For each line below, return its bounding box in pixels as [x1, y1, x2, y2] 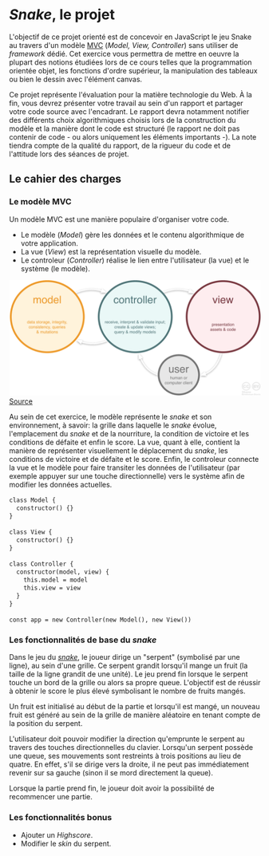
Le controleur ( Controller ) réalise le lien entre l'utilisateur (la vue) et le [20, 255, 250, 265]
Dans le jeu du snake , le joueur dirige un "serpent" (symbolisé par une [9, 653, 240, 662]
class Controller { [9, 560, 74, 568]
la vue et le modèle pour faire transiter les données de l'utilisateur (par [9, 463, 240, 472]
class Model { [9, 496, 57, 504]
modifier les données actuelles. [9, 479, 113, 489]
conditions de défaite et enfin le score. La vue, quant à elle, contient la [9, 437, 240, 447]
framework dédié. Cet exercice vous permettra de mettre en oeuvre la [9, 49, 239, 58]
